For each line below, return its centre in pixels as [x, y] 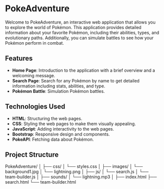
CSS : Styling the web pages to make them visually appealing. [74, 124]
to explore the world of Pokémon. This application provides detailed [73, 27]
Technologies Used [35, 107]
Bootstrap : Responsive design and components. [61, 134]
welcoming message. [34, 75]
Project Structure [32, 154]
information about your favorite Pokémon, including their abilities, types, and [82, 32]
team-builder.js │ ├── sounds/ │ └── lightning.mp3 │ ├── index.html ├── [81, 177]
